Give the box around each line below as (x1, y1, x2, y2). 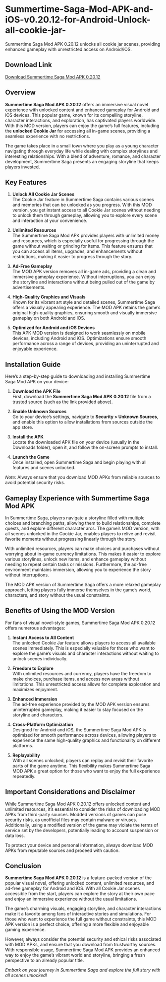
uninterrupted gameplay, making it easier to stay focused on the (12, 706, 143, 712)
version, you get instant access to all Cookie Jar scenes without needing (12, 207, 161, 213)
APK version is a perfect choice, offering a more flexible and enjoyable (5, 921, 149, 927)
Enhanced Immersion (12, 696, 57, 702)
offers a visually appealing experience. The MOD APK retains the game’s (12, 304, 161, 311)
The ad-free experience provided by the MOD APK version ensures (12, 701, 150, 707)
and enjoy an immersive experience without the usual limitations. (5, 896, 137, 902)
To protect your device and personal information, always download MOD (5, 842, 154, 848)
